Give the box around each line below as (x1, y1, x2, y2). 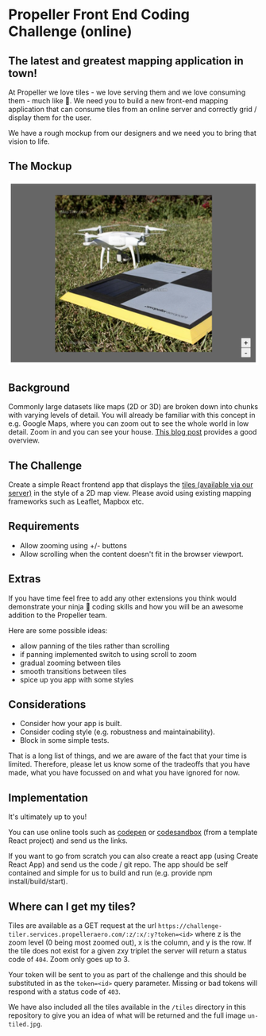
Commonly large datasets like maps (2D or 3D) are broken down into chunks (8, 402, 259, 412)
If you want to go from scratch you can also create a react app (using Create (8, 852, 259, 861)
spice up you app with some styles (19, 675, 134, 684)
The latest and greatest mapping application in (8, 54, 244, 68)
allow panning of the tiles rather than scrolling (19, 641, 170, 651)
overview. (8, 435, 40, 446)
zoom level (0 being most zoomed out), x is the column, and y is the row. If (8, 937, 253, 947)
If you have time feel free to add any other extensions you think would (8, 593, 237, 603)
